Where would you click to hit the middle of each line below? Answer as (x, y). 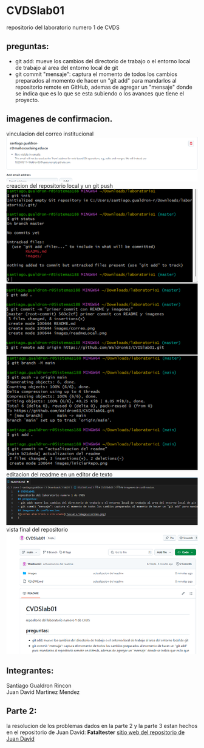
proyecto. (27, 100)
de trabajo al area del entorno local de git (66, 67)
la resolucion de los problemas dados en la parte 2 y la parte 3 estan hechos (102, 726)
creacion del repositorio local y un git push (60, 185)
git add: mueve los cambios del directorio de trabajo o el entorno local (103, 61)
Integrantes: (30, 671)
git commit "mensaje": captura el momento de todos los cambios (96, 74)
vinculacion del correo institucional (50, 134)
